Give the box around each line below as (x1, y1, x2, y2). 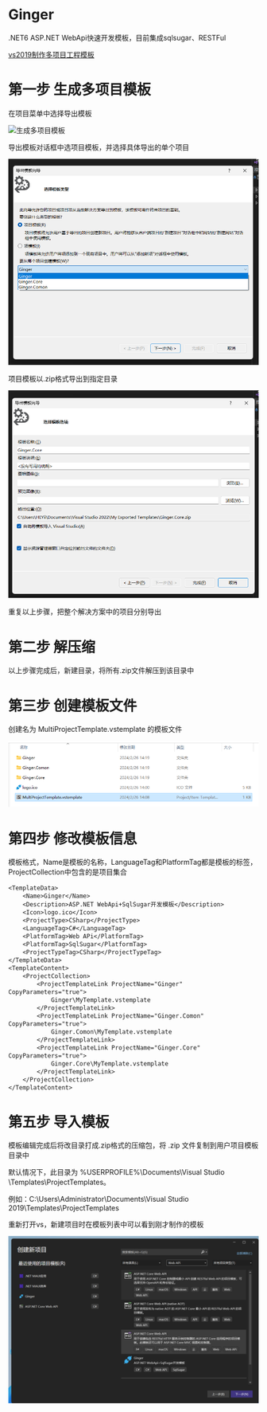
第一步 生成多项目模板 (8, 81, 151, 99)
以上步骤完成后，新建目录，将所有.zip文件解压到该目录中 (8, 666, 195, 675)
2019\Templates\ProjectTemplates (8, 1203, 119, 1213)
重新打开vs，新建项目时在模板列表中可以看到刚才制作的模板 (8, 1220, 204, 1230)
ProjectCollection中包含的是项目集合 (8, 867, 127, 877)
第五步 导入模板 (8, 1113, 110, 1131)
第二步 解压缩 (8, 638, 95, 656)
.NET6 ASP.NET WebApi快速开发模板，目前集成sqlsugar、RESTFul (8, 33, 226, 42)
